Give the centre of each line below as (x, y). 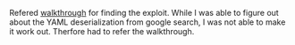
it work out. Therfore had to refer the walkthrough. (102, 31)
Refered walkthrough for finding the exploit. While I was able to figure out (144, 13)
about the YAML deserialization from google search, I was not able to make (147, 22)
